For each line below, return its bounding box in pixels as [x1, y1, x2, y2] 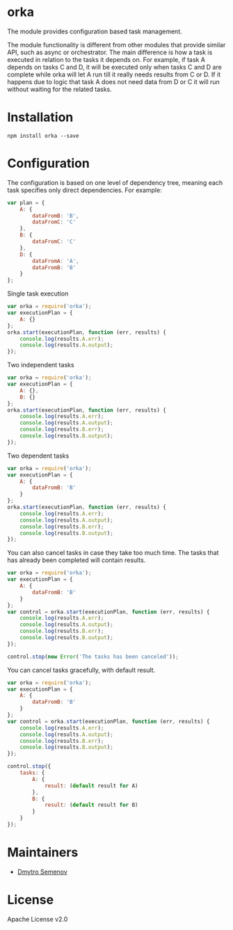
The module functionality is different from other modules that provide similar [7, 40, 226, 49]
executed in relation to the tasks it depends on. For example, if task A [7, 55, 205, 63]
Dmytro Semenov [17, 867, 67, 876]
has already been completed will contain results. [7, 556, 146, 564]
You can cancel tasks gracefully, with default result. [7, 666, 155, 674]
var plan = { [7, 199, 45, 206]
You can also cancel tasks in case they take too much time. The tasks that [7, 549, 219, 557]
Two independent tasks [7, 361, 74, 369]
